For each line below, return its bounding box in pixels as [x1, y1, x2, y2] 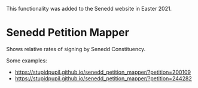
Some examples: [6, 56, 47, 64]
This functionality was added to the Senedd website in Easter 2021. [6, 5, 172, 12]
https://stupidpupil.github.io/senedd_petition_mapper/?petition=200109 [14, 68, 191, 76]
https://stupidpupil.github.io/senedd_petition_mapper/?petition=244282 [14, 74, 193, 82]
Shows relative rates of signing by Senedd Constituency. [6, 45, 146, 52]
